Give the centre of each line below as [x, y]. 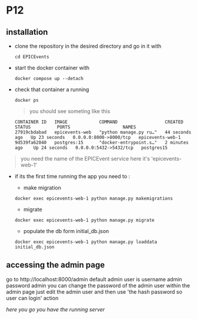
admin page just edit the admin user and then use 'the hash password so [94, 291]
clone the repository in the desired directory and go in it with [88, 46]
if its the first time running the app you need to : [72, 176]
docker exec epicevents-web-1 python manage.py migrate [84, 220]
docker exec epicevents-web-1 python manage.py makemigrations [94, 198]
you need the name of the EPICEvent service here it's [85, 159]
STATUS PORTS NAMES [75, 127]
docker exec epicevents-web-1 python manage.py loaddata [86, 242]
